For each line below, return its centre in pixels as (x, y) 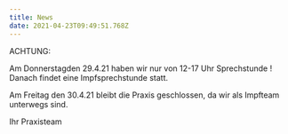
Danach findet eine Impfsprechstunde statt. (89, 77)
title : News (31, 17)
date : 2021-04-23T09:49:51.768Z (69, 26)
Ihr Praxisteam (36, 122)
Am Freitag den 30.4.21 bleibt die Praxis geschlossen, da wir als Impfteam (144, 95)
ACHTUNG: (30, 51)
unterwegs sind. (39, 104)
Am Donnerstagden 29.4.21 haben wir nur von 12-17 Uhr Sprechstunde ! (141, 68)
